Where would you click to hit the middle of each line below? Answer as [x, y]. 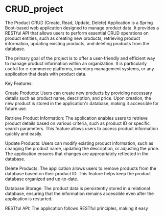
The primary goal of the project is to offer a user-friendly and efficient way [80, 58]
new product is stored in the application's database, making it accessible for [82, 103]
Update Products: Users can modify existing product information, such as [79, 143]
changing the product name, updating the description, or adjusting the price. [82, 148]
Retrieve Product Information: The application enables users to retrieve [77, 118]
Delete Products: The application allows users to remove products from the [81, 168]
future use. [16, 108]
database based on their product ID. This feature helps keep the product [78, 173]
